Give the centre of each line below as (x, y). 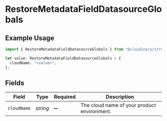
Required (65, 97)
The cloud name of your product (118, 105)
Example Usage (30, 38)
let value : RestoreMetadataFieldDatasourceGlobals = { (63, 58)
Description (120, 97)
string (42, 109)
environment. (96, 112)
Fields (15, 83)
